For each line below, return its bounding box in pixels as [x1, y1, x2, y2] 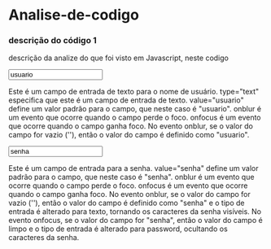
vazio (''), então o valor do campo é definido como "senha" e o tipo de [8, 198, 245, 208]
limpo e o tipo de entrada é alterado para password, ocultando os [8, 224, 228, 234]
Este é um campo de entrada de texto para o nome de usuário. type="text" [8, 87, 260, 97]
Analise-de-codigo [8, 6, 140, 24]
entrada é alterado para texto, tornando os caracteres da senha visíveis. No [8, 207, 262, 216]
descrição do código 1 [8, 35, 98, 46]
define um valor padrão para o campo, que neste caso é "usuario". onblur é [8, 104, 262, 114]
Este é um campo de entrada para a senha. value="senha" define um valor [8, 164, 259, 173]
